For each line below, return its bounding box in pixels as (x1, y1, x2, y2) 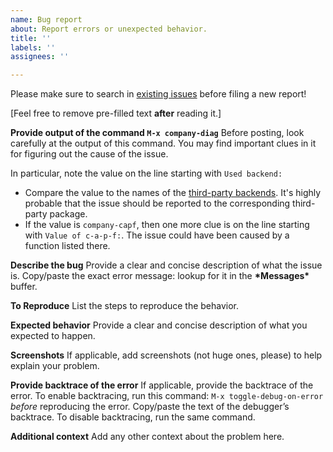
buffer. (10, 281, 38, 293)
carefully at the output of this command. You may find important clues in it (10, 137, 317, 150)
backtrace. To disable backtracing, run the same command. (10, 411, 256, 423)
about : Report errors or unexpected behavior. (10, 24, 208, 34)
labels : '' (10, 42, 56, 53)
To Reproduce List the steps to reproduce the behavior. (10, 300, 240, 312)
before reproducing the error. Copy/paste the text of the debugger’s (10, 401, 290, 413)
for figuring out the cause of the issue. (10, 148, 169, 160)
